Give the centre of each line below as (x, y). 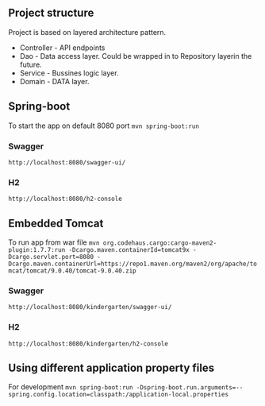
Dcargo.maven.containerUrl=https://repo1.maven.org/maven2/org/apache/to (133, 264)
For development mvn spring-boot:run (71, 387)
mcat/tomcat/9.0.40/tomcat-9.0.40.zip (72, 271)
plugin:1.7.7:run (37, 250)
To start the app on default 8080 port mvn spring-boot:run (104, 126)
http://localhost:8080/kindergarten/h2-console (88, 344)
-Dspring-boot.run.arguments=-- (190, 388)
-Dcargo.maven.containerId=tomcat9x (129, 250)
